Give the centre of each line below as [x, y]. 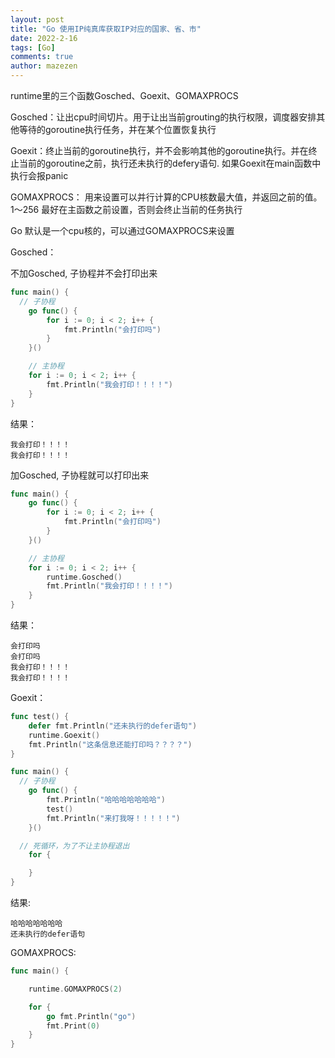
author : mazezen [44, 66]
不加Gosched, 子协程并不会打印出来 [84, 273]
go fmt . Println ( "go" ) [91, 1016]
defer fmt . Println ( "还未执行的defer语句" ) [113, 726]
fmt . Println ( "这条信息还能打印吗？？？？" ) [110, 744]
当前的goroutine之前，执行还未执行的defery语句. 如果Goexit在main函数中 [170, 163]
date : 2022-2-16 [44, 38]
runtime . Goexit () [64, 735]
